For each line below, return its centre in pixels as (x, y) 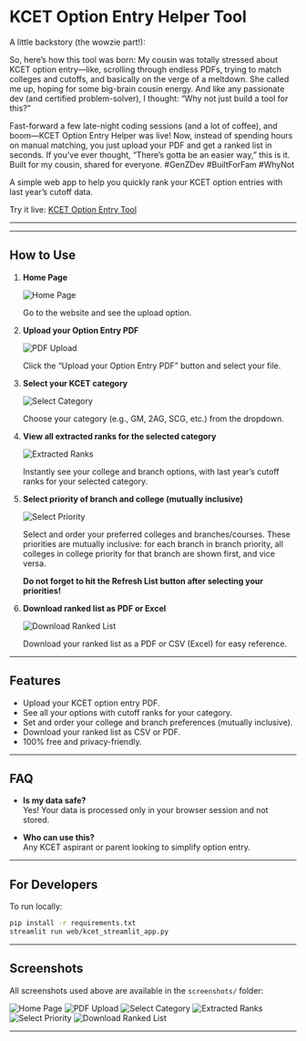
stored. (36, 820)
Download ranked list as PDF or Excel (94, 608)
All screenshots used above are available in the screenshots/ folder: (137, 990)
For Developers (54, 885)
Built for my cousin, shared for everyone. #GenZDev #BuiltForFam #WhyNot (152, 164)
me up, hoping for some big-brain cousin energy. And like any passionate (147, 88)
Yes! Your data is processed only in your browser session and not (145, 810)
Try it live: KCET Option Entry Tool (73, 209)
